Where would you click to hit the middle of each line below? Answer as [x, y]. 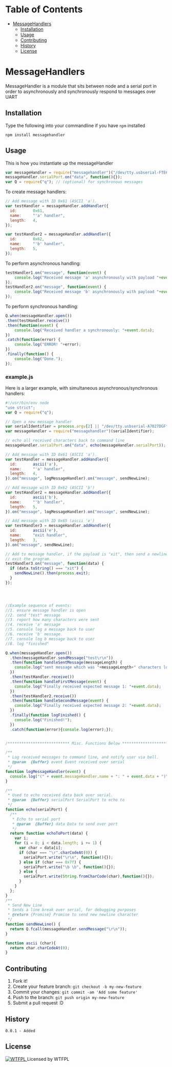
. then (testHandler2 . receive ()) [43, 696]
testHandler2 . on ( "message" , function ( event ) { [56, 287]
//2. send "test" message [33, 615]
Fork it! [20, 981]
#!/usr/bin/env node [27, 403]
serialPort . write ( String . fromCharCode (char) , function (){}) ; [89, 877]
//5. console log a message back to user [50, 630]
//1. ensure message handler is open [46, 610]
